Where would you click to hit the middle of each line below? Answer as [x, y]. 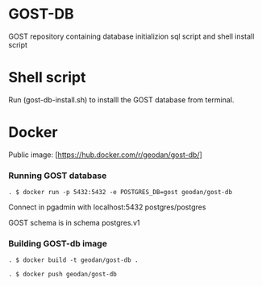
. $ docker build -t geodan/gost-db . [73, 260]
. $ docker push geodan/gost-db [62, 275]
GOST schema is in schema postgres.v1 [74, 223]
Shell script [47, 78]
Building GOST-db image [58, 244]
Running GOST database [58, 176]
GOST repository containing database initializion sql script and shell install [131, 36]
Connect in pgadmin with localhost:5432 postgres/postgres [107, 207]
